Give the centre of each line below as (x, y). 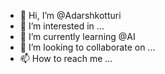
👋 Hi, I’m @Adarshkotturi (70, 15)
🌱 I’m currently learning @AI (77, 36)
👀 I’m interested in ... (62, 26)
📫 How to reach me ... (66, 58)
